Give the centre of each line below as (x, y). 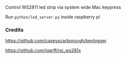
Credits (14, 29)
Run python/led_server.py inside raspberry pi (53, 17)
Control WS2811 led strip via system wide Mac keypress (63, 7)
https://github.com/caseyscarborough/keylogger (56, 41)
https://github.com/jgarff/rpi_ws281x (43, 50)
